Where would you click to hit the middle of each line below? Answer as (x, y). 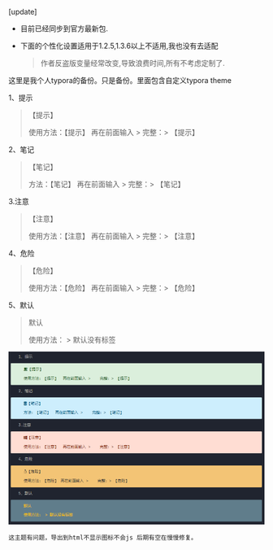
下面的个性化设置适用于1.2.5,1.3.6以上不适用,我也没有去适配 (119, 46)
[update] (23, 12)
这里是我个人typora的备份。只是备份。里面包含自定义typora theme (120, 80)
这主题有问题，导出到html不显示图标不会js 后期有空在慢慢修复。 (103, 538)
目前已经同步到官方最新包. (64, 28)
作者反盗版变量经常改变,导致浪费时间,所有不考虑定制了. (132, 63)
